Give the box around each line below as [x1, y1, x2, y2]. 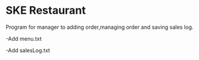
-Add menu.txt [5, 35, 42, 42]
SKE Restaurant [5, 4, 86, 17]
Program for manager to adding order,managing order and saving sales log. [5, 23, 194, 31]
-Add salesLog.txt [5, 46, 50, 54]
